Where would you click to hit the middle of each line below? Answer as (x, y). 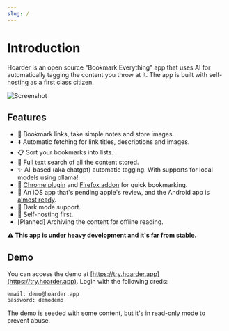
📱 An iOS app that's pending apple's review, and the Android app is (113, 193)
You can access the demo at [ (50, 274)
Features (27, 117)
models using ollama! (48, 177)
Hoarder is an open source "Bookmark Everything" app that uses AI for (109, 67)
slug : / (18, 14)
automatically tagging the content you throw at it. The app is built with (107, 74)
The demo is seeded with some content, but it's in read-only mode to (106, 313)
